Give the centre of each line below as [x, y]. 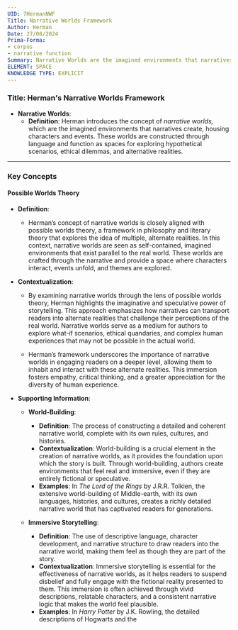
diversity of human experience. [74, 385]
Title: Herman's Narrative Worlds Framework [86, 98]
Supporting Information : [54, 398]
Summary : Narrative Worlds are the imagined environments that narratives [120, 60]
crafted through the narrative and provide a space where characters [127, 260]
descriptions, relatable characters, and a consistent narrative [127, 596]
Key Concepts [32, 176]
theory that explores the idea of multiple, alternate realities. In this [124, 238]
